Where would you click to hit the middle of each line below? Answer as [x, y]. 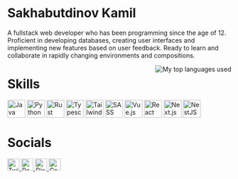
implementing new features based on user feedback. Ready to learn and [113, 48]
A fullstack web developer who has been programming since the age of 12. [117, 33]
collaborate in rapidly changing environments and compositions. [101, 55]
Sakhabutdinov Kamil [72, 13]
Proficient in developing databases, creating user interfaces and [101, 40]
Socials [29, 143]
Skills [24, 84]
